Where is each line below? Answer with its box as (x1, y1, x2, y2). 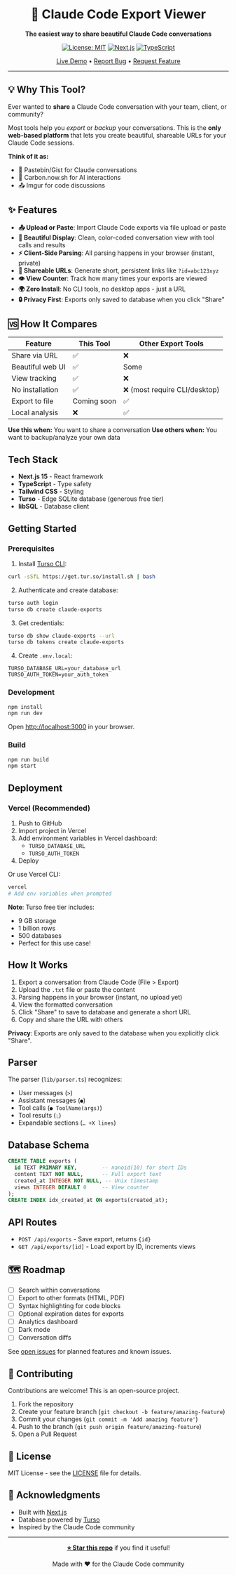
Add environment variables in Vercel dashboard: (18, 834, 158, 842)
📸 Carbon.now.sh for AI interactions (18, 173, 121, 181)
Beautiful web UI (11, 362, 66, 372)
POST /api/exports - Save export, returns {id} (18, 1235, 151, 1243)
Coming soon (72, 396, 117, 406)
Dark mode (18, 1326, 51, 1334)
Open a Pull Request (18, 1430, 78, 1439)
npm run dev (8, 710, 43, 717)
